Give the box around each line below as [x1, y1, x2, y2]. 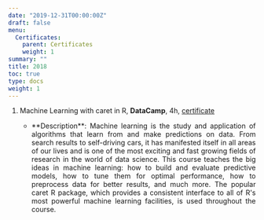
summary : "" [8, 56, 47, 64]
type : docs [8, 77, 44, 85]
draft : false [8, 19, 51, 27]
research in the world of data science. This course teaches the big [31, 155, 256, 164]
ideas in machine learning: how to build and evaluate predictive [31, 163, 256, 173]
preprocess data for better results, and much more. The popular [31, 180, 256, 189]
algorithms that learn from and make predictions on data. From [31, 130, 256, 139]
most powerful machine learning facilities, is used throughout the [31, 196, 256, 206]
